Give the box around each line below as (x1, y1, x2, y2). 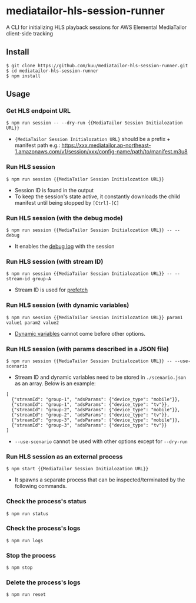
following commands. (14, 483, 67, 490)
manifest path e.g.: (14, 142, 61, 149)
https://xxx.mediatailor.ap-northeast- (61, 142, 151, 149)
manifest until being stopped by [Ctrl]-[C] (14, 199, 119, 206)
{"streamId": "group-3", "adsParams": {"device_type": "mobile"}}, (11, 417, 181, 423)
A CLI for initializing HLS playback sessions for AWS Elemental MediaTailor (6, 24, 187, 31)
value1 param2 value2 (6, 320, 59, 326)
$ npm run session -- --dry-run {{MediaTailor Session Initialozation (6, 120, 183, 126)
